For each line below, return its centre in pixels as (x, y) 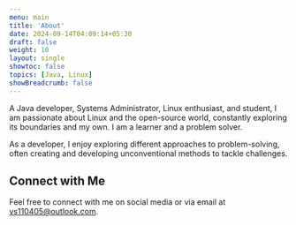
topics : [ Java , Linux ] (51, 75)
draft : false (33, 42)
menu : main (29, 17)
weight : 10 (29, 50)
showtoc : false (37, 67)
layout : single (37, 58)
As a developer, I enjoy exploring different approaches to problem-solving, (144, 144)
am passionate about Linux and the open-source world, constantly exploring (148, 117)
